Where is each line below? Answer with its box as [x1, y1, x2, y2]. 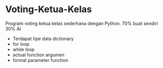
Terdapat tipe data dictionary [12, 36, 74, 42]
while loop [12, 46, 35, 52]
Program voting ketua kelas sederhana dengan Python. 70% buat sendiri [5, 20, 158, 26]
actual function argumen [12, 52, 65, 58]
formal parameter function [12, 57, 68, 63]
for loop [12, 41, 30, 47]
